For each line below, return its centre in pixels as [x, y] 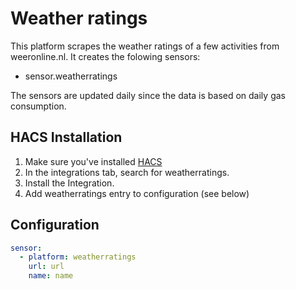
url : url [46, 267]
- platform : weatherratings [78, 257]
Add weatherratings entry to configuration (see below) [137, 193]
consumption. [38, 106]
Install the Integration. [69, 183]
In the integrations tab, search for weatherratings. [127, 172]
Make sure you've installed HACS [93, 161]
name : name [51, 276]
